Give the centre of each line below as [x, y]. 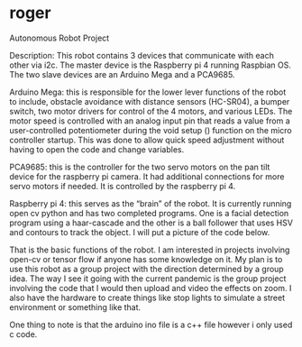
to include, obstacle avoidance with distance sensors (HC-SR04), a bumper [150, 101]
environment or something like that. [75, 307]
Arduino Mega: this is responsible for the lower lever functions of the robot [148, 92]
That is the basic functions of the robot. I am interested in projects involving [150, 250]
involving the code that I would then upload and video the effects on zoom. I [151, 288]
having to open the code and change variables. [97, 149]
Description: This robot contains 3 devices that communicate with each [142, 55]
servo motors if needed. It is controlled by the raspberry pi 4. [123, 186]
